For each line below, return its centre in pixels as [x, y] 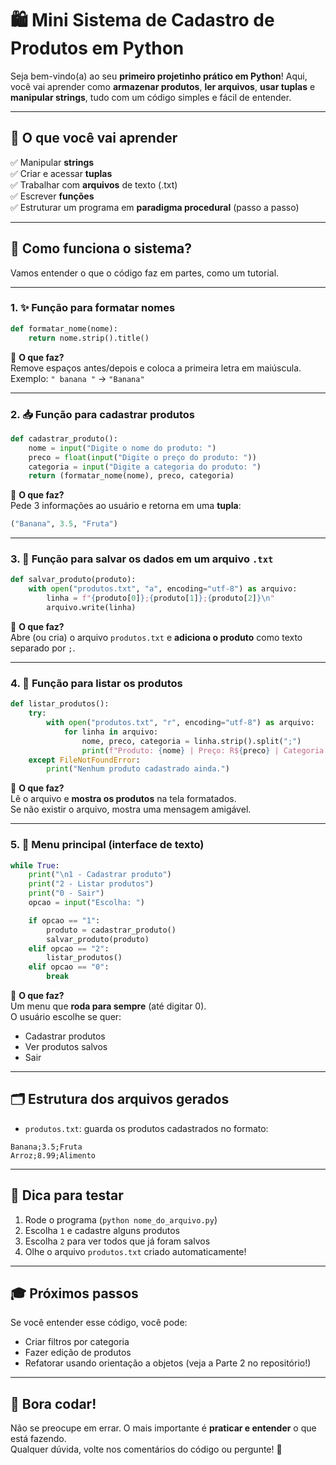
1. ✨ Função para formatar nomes [93, 308]
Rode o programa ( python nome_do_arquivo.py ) [121, 1219]
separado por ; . [43, 648]
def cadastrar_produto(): [64, 438]
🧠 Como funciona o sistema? [101, 248]
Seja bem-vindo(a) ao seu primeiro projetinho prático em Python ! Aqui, [159, 76]
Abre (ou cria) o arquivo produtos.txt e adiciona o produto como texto [156, 637]
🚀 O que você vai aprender [94, 138]
